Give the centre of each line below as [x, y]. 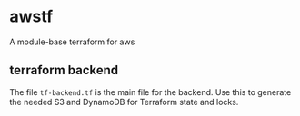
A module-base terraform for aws [72, 42]
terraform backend [64, 70]
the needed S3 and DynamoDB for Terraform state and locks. [124, 101]
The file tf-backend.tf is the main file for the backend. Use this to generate [150, 92]
